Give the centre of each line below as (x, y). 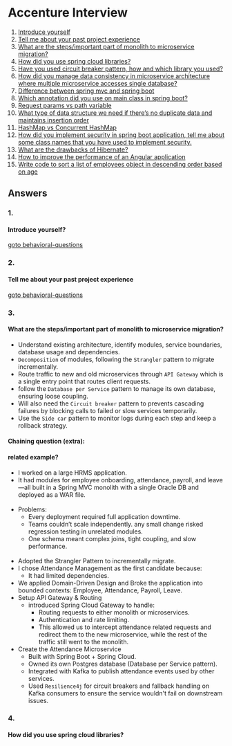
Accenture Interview (68, 13)
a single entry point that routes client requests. (84, 381)
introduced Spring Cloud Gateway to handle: (91, 605)
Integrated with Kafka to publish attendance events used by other (121, 671)
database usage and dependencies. (69, 352)
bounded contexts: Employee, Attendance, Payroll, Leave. (100, 590)
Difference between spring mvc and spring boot (86, 91)
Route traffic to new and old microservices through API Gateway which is (120, 374)
